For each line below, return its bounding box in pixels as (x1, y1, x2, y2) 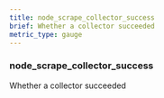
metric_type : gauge (9, 30, 83, 39)
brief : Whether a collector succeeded (9, 22, 155, 31)
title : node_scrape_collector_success (9, 13, 155, 22)
